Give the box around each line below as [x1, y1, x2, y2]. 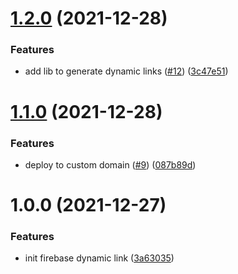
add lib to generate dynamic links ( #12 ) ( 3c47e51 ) [24, 65, 229, 77]
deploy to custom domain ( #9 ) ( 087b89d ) [24, 158, 197, 171]
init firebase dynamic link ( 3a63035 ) [24, 252, 175, 264]
